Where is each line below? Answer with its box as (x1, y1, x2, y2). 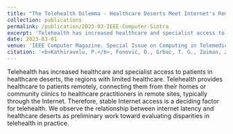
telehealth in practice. (7, 119, 69, 127)
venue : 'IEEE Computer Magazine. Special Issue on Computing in (7, 42, 197, 49)
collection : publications (7, 17, 82, 23)
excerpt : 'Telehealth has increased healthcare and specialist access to (7, 29, 225, 37)
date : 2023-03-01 (7, 36, 58, 43)
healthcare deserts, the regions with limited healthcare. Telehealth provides (7, 75, 223, 83)
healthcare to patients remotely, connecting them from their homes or (7, 82, 207, 90)
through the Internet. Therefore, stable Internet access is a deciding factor (7, 97, 220, 105)
